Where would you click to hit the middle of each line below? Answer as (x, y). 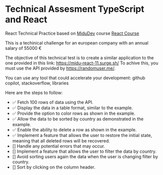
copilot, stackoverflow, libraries (37, 83)
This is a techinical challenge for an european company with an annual (77, 43)
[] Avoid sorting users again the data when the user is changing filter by (85, 156)
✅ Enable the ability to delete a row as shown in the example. (74, 130)
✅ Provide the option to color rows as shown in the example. (74, 113)
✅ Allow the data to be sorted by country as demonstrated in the (78, 119)
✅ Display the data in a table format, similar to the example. (73, 108)
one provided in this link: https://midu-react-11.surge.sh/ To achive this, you (82, 63)
